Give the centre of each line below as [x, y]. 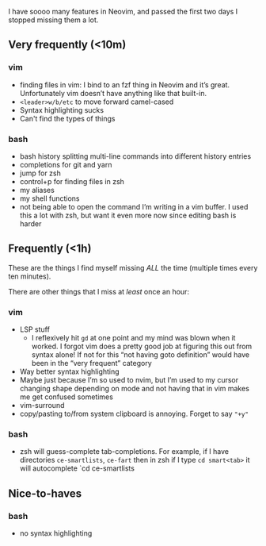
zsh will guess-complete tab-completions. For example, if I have [124, 452]
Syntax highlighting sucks [62, 110]
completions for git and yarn [66, 164]
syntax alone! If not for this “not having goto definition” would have [141, 355]
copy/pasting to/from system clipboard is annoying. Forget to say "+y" [134, 414]
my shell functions [49, 198]
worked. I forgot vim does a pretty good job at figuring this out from [142, 346]
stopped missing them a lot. [53, 20]
